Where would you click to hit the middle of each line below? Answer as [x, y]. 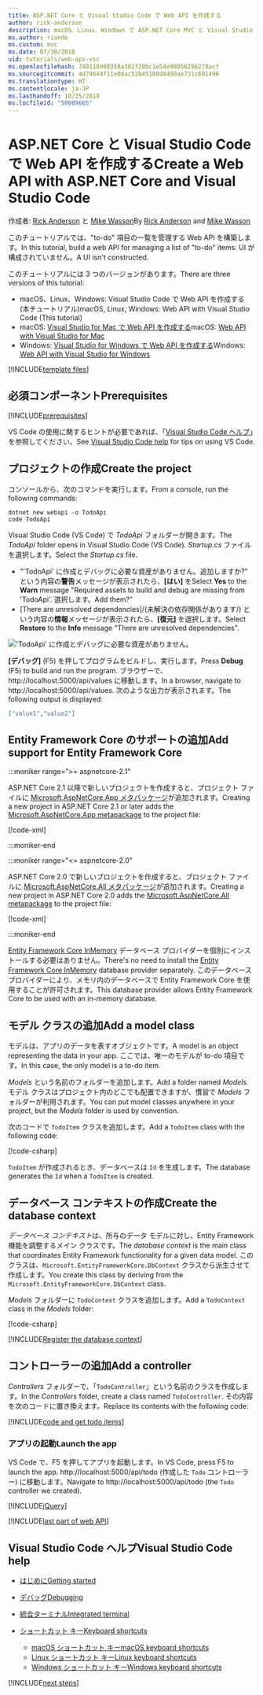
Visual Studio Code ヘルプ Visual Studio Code [121, 1548]
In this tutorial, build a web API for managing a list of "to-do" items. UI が [138, 248]
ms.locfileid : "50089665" [50, 103]
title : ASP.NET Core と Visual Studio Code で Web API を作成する [115, 15]
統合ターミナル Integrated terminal [74, 1614]
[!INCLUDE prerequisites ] [48, 415]
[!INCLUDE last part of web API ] [59, 1521]
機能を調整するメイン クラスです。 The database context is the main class [128, 1245]
